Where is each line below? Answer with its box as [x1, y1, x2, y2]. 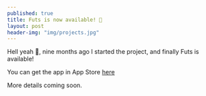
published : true [7, 10, 53, 17]
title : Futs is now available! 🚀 [7, 16, 103, 23]
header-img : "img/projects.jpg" [7, 29, 99, 36]
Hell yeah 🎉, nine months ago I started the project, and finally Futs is [7, 48, 200, 56]
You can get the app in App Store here [7, 68, 115, 76]
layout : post [7, 22, 44, 29]
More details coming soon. [7, 81, 82, 89]
